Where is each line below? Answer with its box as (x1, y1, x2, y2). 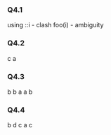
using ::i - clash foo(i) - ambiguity (7, 21, 104, 29)
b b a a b (7, 87, 33, 96)
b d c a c (7, 121, 33, 129)
